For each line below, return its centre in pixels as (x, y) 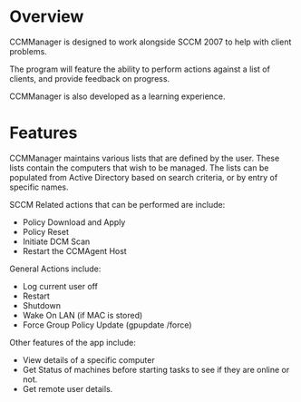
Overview (47, 17)
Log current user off (60, 286)
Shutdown (42, 305)
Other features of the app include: (73, 342)
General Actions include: (55, 269)
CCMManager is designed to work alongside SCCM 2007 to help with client (150, 42)
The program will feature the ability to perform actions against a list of (140, 69)
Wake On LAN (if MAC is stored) (83, 315)
